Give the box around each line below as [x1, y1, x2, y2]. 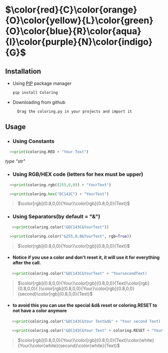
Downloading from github [12, 99, 65, 105]
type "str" [5, 158, 26, 164]
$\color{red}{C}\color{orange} [5, 4, 137, 16]
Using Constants [12, 138, 55, 145]
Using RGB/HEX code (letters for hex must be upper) [12, 171, 143, 178]
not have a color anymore [12, 308, 67, 314]
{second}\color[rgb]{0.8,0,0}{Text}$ [17, 290, 93, 297]
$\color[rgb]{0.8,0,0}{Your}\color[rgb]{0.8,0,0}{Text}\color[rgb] [17, 280, 149, 286]
